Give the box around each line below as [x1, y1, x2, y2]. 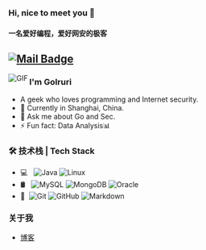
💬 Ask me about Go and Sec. [19, 112, 116, 122]
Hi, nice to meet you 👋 [8, 7, 95, 19]
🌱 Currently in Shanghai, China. [19, 103, 125, 113]
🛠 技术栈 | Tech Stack [8, 145, 95, 156]
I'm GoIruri [29, 76, 72, 87]
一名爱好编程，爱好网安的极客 [8, 28, 107, 38]
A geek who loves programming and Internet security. [19, 94, 199, 104]
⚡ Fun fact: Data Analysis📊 [19, 121, 111, 131]
